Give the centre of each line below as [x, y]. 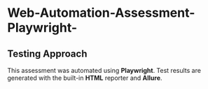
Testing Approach [47, 54]
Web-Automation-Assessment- [101, 13]
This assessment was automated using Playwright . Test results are [104, 70]
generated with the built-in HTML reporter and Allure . [85, 78]
